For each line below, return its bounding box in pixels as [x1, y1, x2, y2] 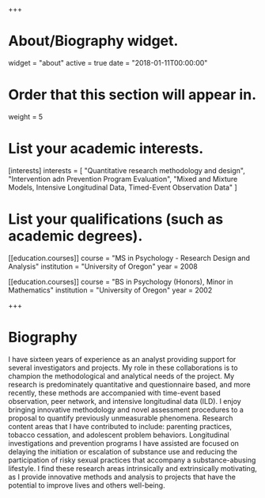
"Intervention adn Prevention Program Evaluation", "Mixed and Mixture [8, 174, 238, 183]
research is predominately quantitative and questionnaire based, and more [8, 379, 251, 389]
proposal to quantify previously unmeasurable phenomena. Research [8, 413, 233, 423]
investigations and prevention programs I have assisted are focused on [8, 438, 240, 447]
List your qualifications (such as [8, 210, 224, 228]
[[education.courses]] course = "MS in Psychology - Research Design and [8, 253, 251, 262]
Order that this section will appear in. [8, 86, 257, 104]
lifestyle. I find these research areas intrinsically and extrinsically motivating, [8, 463, 257, 473]
